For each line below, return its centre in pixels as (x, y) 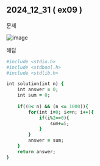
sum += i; (59, 123)
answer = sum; (46, 140)
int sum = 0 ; (34, 95)
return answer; (37, 151)
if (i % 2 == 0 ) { (54, 118)
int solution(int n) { (35, 84)
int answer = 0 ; (38, 90)
